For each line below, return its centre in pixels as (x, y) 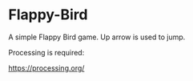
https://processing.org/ (46, 68)
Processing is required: (46, 52)
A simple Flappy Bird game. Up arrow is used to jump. (97, 37)
